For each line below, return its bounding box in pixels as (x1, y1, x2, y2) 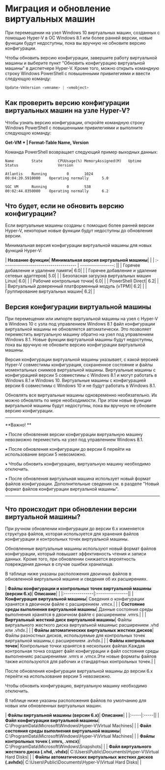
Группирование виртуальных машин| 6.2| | (5, 288, 95, 295)
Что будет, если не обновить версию (5, 202, 124, 210)
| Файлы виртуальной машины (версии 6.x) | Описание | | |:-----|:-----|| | (5, 713, 160, 718)
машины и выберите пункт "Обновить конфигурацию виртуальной (5, 60, 145, 66)
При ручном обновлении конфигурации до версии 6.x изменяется (5, 526, 144, 532)
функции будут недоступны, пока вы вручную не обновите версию (5, 40, 146, 46)
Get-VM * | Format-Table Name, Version (5, 139, 89, 145)
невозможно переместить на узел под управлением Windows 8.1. (5, 437, 143, 442)
